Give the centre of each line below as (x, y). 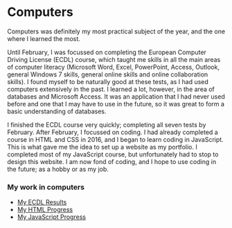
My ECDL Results (42, 202)
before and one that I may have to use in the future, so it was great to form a (116, 104)
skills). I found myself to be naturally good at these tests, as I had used (108, 81)
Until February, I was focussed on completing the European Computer (107, 52)
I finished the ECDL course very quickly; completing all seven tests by (107, 124)
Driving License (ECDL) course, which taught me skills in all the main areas (114, 59)
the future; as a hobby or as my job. (58, 169)
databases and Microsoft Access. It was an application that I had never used (116, 96)
